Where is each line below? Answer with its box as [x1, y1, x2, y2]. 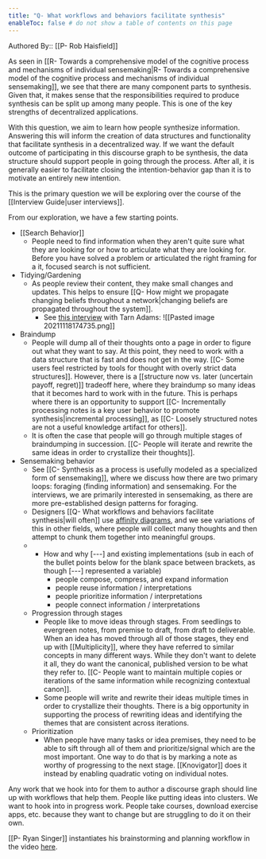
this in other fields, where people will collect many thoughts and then [31, 523, 258, 533]
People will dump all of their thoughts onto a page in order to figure [31, 337, 252, 347]
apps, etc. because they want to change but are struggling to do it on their [8, 809, 252, 819]
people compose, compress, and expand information [55, 574, 229, 584]
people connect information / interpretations [55, 600, 201, 609]
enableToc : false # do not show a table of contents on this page [8, 19, 233, 27]
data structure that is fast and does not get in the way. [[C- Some [31, 355, 245, 364]
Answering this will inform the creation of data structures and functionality [8, 130, 252, 140]
